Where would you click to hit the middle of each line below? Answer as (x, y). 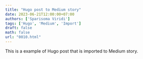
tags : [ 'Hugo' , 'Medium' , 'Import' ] (43, 23)
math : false (17, 32)
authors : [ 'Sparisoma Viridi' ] (38, 19)
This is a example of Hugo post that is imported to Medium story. (72, 51)
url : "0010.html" (23, 37)
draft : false (19, 28)
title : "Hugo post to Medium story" (43, 10)
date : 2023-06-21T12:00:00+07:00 (40, 14)
